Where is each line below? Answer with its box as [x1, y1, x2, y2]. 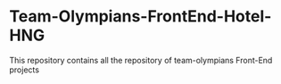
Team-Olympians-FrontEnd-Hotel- [9, 6, 272, 27]
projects [9, 64, 40, 75]
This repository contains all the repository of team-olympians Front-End [9, 55, 273, 65]
